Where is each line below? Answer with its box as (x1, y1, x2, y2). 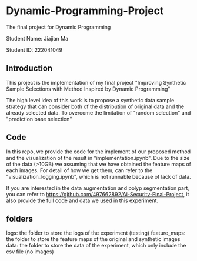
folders (6, 213, 34, 224)
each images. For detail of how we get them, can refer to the (6, 166, 153, 174)
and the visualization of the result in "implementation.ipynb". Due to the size (6, 154, 190, 161)
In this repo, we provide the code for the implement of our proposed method (6, 148, 191, 155)
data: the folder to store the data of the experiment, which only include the (6, 242, 186, 249)
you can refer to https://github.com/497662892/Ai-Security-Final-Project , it (6, 190, 189, 198)
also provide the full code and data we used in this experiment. (6, 197, 159, 204)
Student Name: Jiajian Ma (6, 35, 69, 42)
